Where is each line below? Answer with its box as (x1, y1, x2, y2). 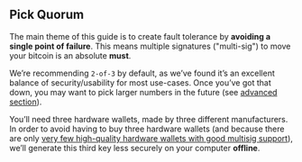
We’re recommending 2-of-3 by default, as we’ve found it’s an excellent (9, 67, 275, 78)
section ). (9, 96, 42, 107)
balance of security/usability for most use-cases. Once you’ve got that (9, 76, 272, 88)
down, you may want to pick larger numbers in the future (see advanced (9, 86, 278, 97)
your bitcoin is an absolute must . (9, 49, 132, 61)
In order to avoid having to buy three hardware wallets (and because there (9, 123, 285, 134)
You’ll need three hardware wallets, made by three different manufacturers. (9, 113, 288, 124)
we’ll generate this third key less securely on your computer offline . (9, 142, 261, 153)
